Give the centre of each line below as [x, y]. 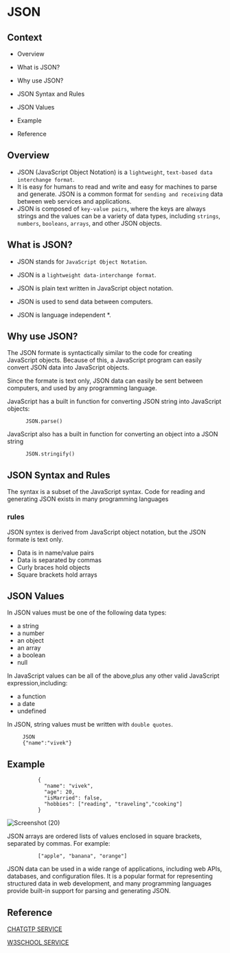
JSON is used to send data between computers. [85, 301]
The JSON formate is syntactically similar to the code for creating [100, 353]
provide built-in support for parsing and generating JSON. [89, 891]
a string [28, 626]
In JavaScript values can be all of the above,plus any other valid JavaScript [113, 676]
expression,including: [37, 683]
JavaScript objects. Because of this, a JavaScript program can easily [105, 360]
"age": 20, [59, 792]
